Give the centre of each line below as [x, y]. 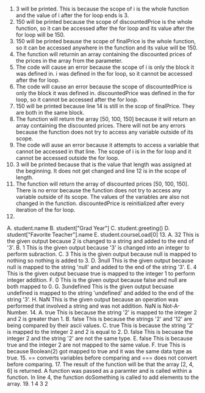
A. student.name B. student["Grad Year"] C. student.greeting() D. [88, 228]
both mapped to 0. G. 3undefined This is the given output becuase [91, 287]
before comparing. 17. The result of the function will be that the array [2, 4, [100, 364]
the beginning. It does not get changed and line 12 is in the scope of [101, 171]
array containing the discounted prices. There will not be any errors [100, 125]
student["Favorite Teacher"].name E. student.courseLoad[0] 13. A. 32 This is [103, 235]
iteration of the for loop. [45, 210]
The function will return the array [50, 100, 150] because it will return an [106, 119]
